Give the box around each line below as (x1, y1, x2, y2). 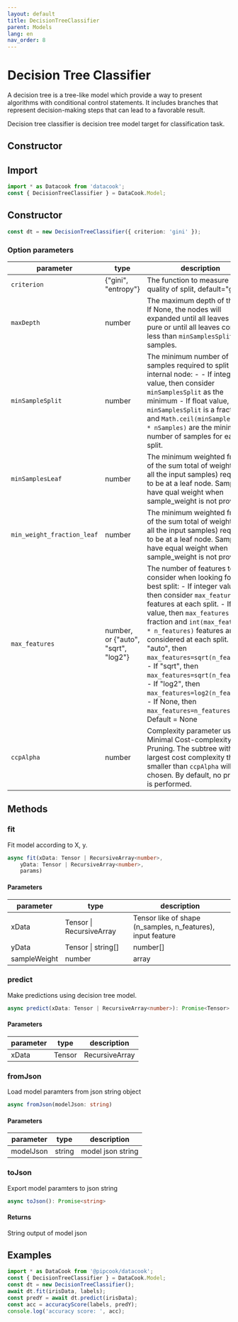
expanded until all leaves (147, 314, 229, 323)
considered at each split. (147, 634, 229, 644)
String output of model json (7, 1228, 87, 1237)
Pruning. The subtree (147, 744, 217, 753)
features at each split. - (147, 599, 225, 609)
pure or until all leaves (147, 322, 220, 332)
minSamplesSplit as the (147, 387, 224, 397)
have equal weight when (147, 544, 228, 553)
